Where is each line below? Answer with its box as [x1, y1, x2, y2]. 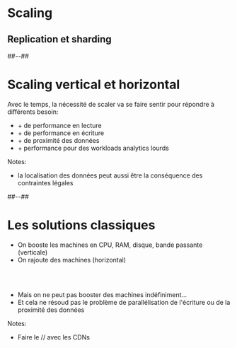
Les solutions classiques [7, 217, 156, 233]
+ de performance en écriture [17, 129, 105, 137]
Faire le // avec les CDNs [17, 332, 91, 341]
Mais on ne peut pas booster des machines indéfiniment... [17, 290, 187, 298]
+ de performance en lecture [17, 121, 103, 129]
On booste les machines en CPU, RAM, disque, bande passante [17, 240, 203, 249]
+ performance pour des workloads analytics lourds [17, 144, 170, 152]
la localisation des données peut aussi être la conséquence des [17, 171, 203, 180]
